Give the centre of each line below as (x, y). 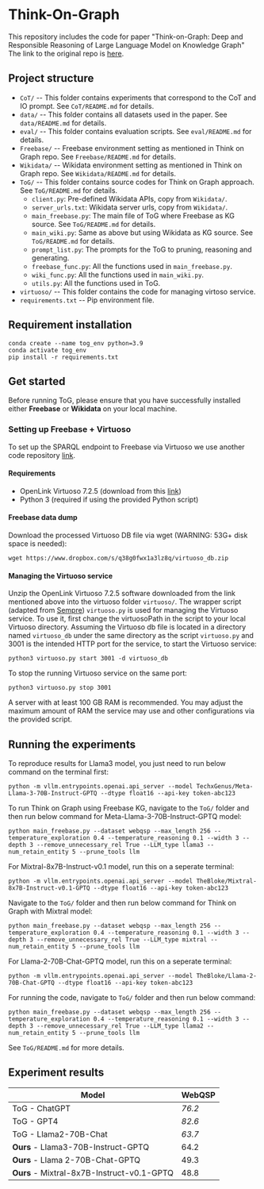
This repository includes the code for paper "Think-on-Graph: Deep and (126, 37)
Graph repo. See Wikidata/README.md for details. (98, 173)
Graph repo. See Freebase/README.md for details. (98, 156)
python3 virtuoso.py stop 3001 (60, 688)
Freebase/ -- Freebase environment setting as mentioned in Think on (132, 148)
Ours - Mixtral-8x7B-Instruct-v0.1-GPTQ (93, 1172)
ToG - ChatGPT (42, 1108)
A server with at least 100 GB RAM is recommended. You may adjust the (126, 702)
